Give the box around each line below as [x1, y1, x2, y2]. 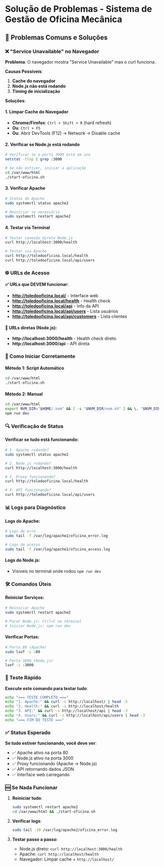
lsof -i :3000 [5, 663, 34, 668]
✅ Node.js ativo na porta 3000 [12, 755, 74, 761]
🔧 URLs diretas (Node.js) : [5, 325, 57, 330]
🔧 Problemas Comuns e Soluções [5, 33, 108, 42]
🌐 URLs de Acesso [5, 269, 50, 276]
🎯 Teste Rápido [5, 674, 41, 681]
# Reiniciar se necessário [5, 209, 60, 215]
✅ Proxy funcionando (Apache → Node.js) [12, 761, 97, 767]
